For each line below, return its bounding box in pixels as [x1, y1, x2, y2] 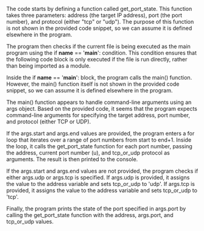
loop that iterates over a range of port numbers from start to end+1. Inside [6, 136, 192, 143]
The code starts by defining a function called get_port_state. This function [6, 5, 192, 12]
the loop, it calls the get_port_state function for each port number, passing [6, 143, 193, 150]
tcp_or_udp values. [6, 218, 54, 225]
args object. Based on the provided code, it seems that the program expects [6, 105, 198, 112]
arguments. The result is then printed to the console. [6, 156, 138, 163]
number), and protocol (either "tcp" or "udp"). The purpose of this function [6, 18, 194, 25]
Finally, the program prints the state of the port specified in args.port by [6, 205, 186, 212]
